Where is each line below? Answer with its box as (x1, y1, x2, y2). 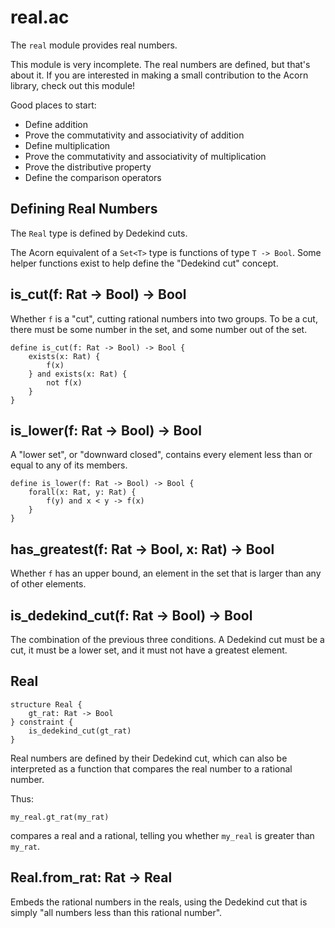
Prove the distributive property (24, 161, 152, 173)
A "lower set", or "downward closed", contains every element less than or (10, 449, 313, 461)
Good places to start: (10, 99, 97, 111)
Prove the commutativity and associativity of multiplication (24, 150, 267, 162)
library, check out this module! (10, 79, 136, 91)
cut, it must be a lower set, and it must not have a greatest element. (10, 644, 288, 656)
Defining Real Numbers (10, 201, 158, 218)
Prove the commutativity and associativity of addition (24, 129, 245, 141)
